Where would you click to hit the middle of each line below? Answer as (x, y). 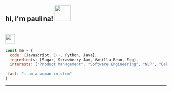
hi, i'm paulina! (29, 19)
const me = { (19, 50)
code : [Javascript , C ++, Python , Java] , (53, 55)
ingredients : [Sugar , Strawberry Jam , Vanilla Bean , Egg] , (74, 60)
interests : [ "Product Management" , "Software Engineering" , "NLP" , (83, 64)
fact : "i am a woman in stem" (40, 74)
